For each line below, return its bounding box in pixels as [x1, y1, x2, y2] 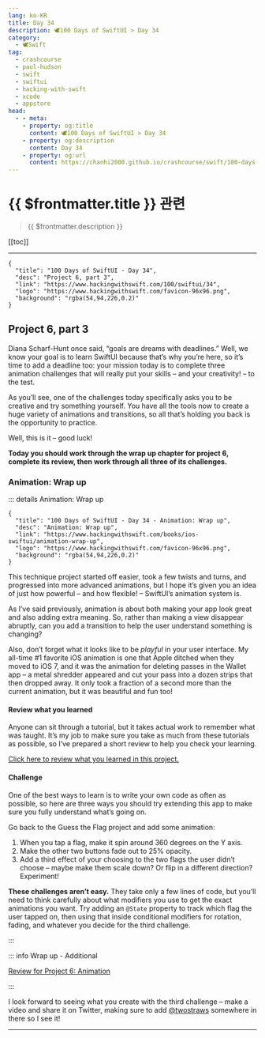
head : [8, 108, 26, 115]
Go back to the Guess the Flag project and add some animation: [8, 822, 215, 832]
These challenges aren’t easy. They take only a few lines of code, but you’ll [8, 886, 256, 896]
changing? [8, 629, 43, 639]
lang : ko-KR [8, 11, 47, 20]
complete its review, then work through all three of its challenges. [8, 456, 227, 466]
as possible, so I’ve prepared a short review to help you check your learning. [8, 739, 257, 749]
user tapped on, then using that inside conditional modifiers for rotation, [8, 912, 242, 921]
